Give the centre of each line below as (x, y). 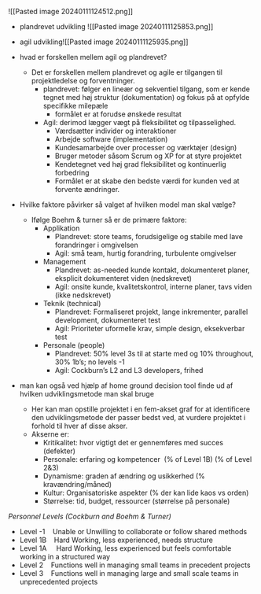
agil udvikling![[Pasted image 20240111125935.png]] (104, 42)
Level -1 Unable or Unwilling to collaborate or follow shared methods (133, 531)
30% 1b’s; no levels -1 (90, 362)
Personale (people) (74, 345)
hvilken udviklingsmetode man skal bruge (87, 394)
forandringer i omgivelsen (97, 245)
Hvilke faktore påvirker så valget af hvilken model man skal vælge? (127, 205)
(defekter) (59, 451)
